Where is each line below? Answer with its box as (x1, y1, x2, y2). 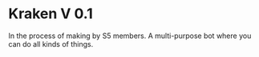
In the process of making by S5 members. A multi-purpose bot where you (8, 31, 252, 40)
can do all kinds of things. (8, 39, 94, 48)
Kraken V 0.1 (8, 5, 94, 23)
